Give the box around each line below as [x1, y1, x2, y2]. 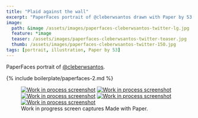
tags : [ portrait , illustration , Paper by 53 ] [6, 47, 120, 53]
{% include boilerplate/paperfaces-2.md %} [6, 74, 114, 81]
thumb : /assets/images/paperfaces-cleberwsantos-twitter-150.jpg [11, 42, 177, 48]
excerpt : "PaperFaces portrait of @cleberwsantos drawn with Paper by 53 [6, 14, 193, 20]
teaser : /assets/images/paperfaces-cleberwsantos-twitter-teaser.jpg [11, 36, 187, 42]
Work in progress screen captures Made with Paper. [21, 104, 148, 112]
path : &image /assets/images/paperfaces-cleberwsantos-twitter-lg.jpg [11, 25, 190, 31]
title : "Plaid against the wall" [6, 8, 89, 15]
